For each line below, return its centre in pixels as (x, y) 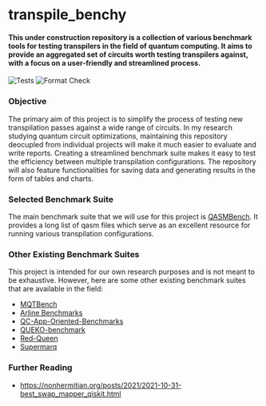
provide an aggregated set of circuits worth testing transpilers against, (128, 54)
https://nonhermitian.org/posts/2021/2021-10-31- (101, 385)
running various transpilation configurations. (81, 233)
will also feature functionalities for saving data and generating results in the (132, 170)
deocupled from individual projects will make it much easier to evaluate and (133, 144)
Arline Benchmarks (51, 313)
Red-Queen (39, 339)
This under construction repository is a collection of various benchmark (130, 37)
